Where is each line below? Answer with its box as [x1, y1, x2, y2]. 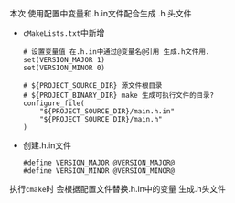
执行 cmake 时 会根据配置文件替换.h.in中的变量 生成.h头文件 [9, 184, 226, 194]
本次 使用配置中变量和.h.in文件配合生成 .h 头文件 [9, 8, 192, 18]
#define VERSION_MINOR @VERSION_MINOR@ [22, 166, 176, 176]
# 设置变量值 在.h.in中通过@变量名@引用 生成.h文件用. [22, 48, 210, 57]
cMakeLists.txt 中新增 [22, 27, 105, 38]
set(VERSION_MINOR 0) [22, 63, 105, 72]
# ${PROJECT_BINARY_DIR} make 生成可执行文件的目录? [22, 91, 215, 100]
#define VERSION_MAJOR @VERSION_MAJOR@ [22, 158, 176, 167]
